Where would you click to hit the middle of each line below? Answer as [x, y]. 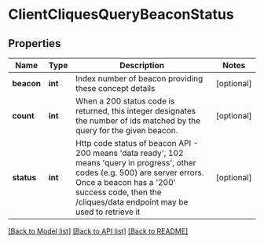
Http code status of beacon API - [137, 143]
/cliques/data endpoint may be [132, 202]
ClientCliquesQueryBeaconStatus [121, 15]
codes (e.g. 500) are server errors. [140, 172]
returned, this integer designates [136, 111]
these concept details [115, 88]
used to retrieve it [108, 212]
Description [142, 65]
